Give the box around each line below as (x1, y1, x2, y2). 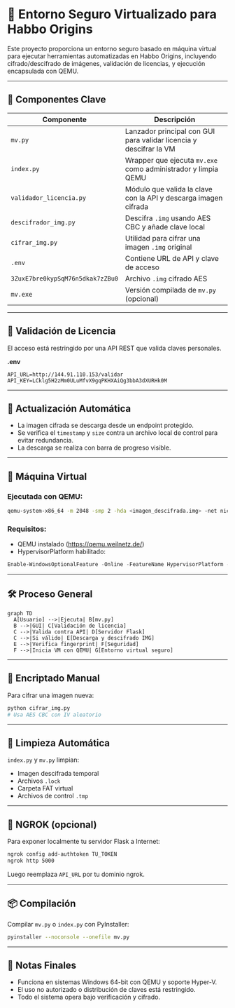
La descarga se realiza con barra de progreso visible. (17, 443, 171, 452)
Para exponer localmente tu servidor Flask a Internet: (7, 838, 161, 846)
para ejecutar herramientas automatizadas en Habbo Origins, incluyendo (7, 52, 217, 60)
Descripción (153, 114, 196, 124)
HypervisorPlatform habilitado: (17, 547, 106, 556)
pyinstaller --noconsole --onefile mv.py (7, 933, 130, 941)
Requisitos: (7, 524, 47, 534)
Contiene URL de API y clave (124, 253, 219, 263)
